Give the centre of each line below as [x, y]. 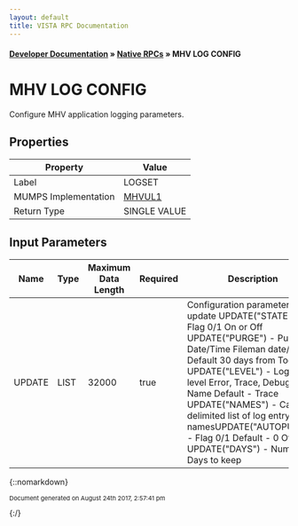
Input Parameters [58, 243]
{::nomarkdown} [39, 482]
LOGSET [141, 182]
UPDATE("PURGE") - [231, 338]
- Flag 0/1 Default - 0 [233, 437]
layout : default [39, 17]
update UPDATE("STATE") [241, 316]
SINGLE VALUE [155, 211]
